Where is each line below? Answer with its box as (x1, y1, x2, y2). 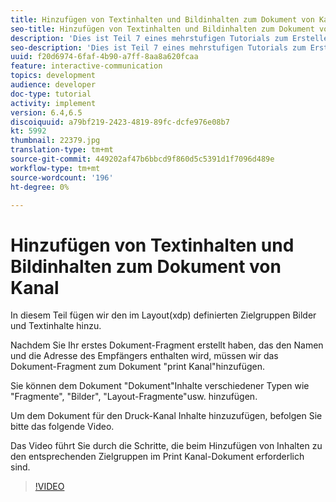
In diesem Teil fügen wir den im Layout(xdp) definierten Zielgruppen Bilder (10, 309, 317, 321)
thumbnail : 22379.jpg (10, 136, 101, 146)
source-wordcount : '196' (10, 172, 114, 183)
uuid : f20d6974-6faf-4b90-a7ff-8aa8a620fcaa (10, 52, 199, 62)
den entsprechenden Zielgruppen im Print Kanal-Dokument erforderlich (10, 451, 305, 463)
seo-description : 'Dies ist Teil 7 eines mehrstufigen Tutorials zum (10, 42, 307, 53)
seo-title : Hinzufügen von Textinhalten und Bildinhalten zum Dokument (10, 24, 315, 34)
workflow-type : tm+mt (10, 163, 101, 173)
